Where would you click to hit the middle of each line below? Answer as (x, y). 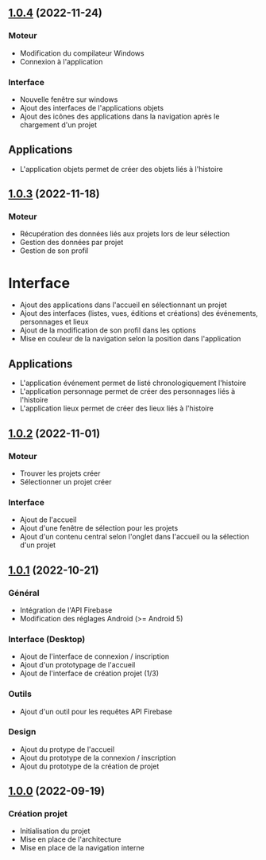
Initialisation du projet (55, 831)
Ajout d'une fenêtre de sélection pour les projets (99, 528)
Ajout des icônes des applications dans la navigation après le (120, 116)
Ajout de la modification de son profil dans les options (108, 330)
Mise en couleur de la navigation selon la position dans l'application (130, 339)
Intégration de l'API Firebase (66, 610)
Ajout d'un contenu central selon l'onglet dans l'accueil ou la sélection (134, 537)
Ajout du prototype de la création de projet (89, 766)
